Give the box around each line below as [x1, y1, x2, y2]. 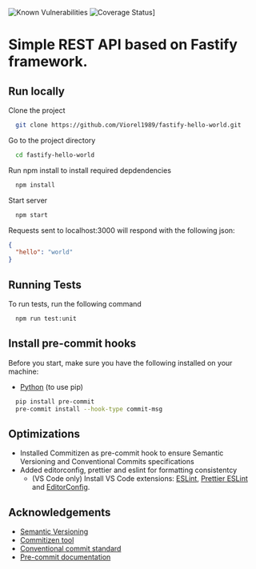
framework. [8, 53, 88, 71]
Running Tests [8, 278, 82, 291]
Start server [8, 195, 48, 205]
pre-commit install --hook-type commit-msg [15, 405, 162, 413]
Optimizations [8, 427, 80, 440]
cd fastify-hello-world [15, 150, 94, 159]
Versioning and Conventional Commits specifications [19, 457, 194, 467]
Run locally [8, 84, 66, 98]
